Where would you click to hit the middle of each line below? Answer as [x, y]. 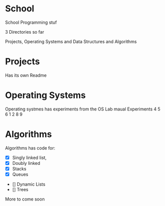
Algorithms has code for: [30, 148]
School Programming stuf [31, 22]
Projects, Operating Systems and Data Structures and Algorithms [71, 41]
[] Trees [20, 189]
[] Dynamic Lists [29, 184]
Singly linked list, [29, 157]
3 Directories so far [25, 32]
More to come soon [25, 199]
